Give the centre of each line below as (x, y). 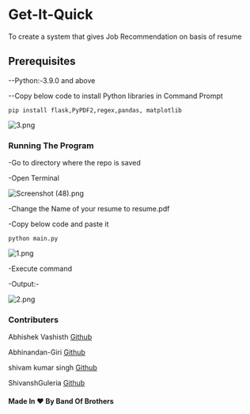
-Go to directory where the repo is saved (74, 163)
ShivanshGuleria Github (47, 383)
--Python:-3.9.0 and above (52, 80)
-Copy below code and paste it (59, 224)
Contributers (34, 320)
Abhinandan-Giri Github (47, 352)
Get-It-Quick (51, 15)
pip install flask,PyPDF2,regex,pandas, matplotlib (95, 110)
